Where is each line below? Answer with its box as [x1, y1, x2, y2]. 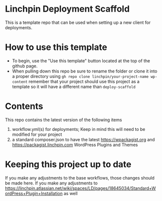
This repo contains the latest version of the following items [5, 117, 122, 123]
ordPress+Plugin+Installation [5, 190, 63, 196]
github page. [12, 63, 38, 69]
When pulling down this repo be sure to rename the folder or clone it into [12, 68, 158, 74]
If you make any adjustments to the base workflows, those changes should [5, 175, 155, 181]
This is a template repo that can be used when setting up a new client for [5, 19, 151, 25]
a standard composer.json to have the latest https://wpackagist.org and [12, 136, 155, 142]
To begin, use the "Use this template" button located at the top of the [12, 57, 150, 64]
